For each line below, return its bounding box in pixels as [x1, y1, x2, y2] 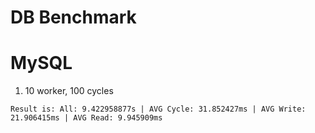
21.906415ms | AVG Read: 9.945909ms [10, 113, 163, 123]
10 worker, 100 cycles [24, 85, 114, 97]
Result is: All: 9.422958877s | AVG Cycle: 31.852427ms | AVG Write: [10, 104, 307, 115]
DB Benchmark [10, 6, 137, 29]
